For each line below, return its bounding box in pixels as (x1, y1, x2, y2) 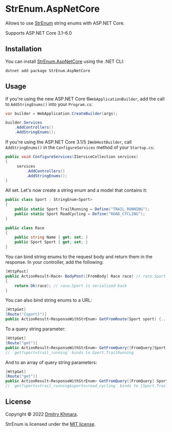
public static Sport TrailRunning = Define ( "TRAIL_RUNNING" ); (14, 207, 150, 212)
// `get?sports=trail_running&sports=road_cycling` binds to (5, 383, 139, 389)
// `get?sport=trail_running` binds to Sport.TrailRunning (5, 350, 134, 355)
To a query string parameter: (5, 326, 66, 332)
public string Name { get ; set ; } (14, 235, 88, 240)
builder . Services (5, 120, 42, 125)
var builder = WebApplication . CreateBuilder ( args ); (5, 111, 118, 116)
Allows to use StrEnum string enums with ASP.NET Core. (5, 20, 125, 26)
